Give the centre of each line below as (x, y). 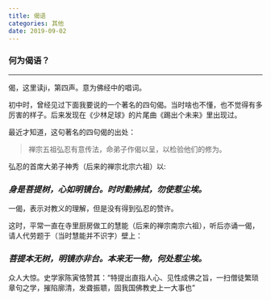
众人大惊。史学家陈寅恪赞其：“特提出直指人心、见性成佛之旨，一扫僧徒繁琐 (134, 278)
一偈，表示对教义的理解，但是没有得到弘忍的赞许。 (93, 208)
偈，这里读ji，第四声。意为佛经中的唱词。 (77, 87)
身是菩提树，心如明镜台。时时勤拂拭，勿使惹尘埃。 (108, 189)
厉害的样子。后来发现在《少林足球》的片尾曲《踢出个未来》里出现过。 (125, 115)
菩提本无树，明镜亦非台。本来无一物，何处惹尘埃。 (108, 258)
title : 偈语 (27, 16)
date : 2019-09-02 (38, 31)
